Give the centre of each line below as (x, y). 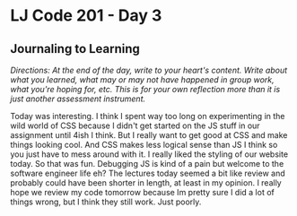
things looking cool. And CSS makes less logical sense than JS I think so (144, 145)
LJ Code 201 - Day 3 (86, 16)
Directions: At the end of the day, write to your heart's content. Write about (149, 70)
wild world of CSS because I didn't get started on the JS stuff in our (135, 125)
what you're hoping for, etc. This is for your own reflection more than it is (145, 89)
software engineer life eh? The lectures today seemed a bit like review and (148, 173)
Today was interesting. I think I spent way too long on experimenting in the (148, 116)
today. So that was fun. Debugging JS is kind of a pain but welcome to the (147, 164)
